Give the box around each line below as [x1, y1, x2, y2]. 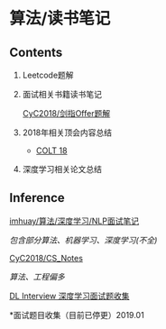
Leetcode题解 [22, 69, 74, 80]
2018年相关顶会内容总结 [22, 127, 113, 138]
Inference [9, 190, 65, 206]
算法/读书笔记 [9, 8, 111, 29]
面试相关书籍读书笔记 [22, 89, 102, 99]
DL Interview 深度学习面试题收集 [9, 290, 130, 301]
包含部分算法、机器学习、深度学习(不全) [9, 234, 158, 245]
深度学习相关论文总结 [22, 164, 102, 174]
